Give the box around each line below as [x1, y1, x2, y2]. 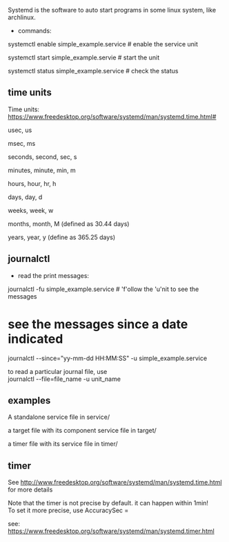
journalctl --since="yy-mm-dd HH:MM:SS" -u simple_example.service [8, 354, 208, 362]
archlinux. [8, 13, 37, 21]
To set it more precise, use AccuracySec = [8, 506, 129, 514]
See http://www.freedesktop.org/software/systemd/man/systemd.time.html [8, 478, 223, 487]
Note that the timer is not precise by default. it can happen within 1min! [8, 499, 209, 507]
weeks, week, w [8, 206, 54, 214]
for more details [8, 485, 53, 494]
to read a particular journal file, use [8, 367, 108, 375]
